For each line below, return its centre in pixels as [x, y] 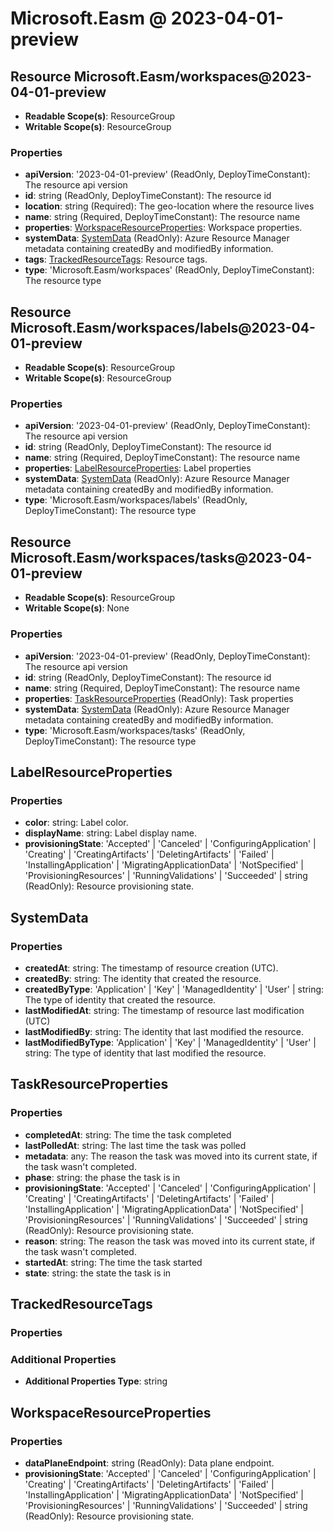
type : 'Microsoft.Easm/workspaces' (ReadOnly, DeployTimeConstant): [169, 270]
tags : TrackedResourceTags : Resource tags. [116, 259]
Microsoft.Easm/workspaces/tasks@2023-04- [161, 557]
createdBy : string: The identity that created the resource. [143, 978]
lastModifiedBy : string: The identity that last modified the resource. [164, 1031]
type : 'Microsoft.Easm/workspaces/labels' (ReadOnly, [136, 500]
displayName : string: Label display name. [110, 833]
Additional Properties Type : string [96, 1381]
